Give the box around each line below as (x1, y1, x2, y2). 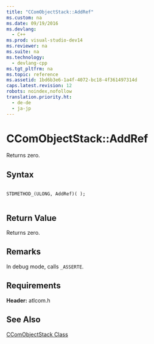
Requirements (6, 281, 61, 291)
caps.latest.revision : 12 (6, 83, 72, 89)
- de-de (12, 99, 32, 106)
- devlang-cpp (12, 60, 47, 66)
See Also (6, 315, 41, 325)
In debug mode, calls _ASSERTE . (6, 263, 84, 270)
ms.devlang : (6, 26, 37, 32)
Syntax (6, 169, 34, 180)
